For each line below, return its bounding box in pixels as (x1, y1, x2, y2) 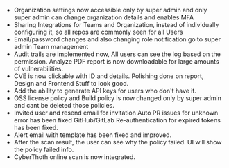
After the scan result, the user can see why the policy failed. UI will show (13, 138, 222, 146)
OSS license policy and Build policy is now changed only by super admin (13, 94, 222, 102)
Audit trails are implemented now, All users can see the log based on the (13, 50, 221, 58)
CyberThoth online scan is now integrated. (13, 153, 135, 161)
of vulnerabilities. (13, 65, 64, 73)
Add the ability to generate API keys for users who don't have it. (13, 86, 196, 95)
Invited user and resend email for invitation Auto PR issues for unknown (13, 109, 219, 117)
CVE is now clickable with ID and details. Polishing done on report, (13, 72, 204, 80)
